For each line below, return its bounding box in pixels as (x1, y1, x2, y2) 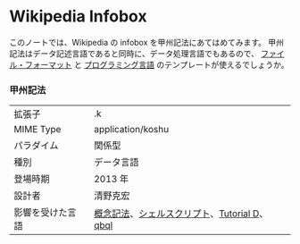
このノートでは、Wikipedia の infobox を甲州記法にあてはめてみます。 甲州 (9, 37, 284, 47)
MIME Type (13, 123, 62, 136)
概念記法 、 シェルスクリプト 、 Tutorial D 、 (93, 207, 269, 220)
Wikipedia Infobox (9, 6, 147, 27)
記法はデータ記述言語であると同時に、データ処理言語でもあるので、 (9, 47, 259, 59)
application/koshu (93, 123, 170, 136)
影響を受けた (13, 206, 69, 219)
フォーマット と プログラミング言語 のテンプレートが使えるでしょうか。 (24, 59, 289, 70)
